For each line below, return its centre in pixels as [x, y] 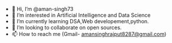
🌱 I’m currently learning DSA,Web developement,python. [80, 21]
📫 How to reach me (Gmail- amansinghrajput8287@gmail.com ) [89, 34]
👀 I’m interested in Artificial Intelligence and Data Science [81, 15]
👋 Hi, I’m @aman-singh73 [42, 9]
